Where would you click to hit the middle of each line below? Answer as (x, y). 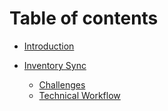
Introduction (49, 46)
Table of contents (84, 18)
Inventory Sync (55, 65)
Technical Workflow (79, 95)
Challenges (62, 84)
